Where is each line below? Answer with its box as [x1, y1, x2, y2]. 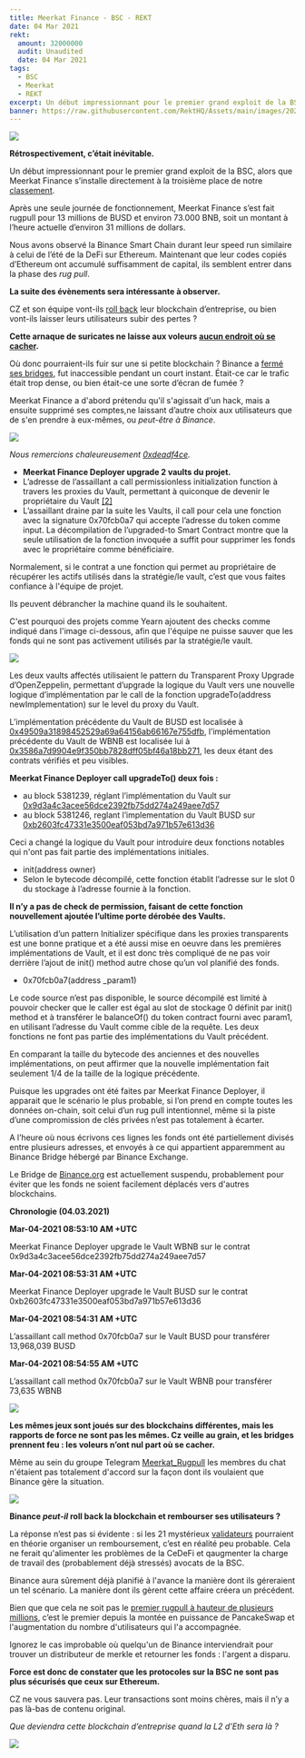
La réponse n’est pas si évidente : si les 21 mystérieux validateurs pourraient [9, 1528, 294, 1540]
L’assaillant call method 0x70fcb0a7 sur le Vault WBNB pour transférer [9, 1376, 272, 1386]
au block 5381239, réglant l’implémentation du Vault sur [22, 790, 231, 801]
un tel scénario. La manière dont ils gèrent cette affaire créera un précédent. [9, 1584, 295, 1595]
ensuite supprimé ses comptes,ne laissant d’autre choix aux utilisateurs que [9, 405, 293, 416]
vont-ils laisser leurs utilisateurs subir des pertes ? [9, 313, 198, 324]
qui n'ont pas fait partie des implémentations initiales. [9, 847, 210, 858]
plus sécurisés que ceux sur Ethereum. [9, 1676, 161, 1687]
